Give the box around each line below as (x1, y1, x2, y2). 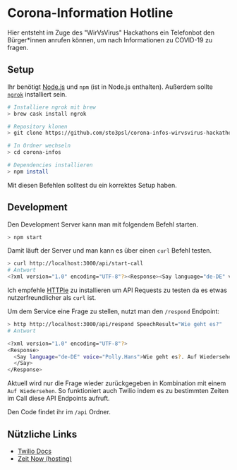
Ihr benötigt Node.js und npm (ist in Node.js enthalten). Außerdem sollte (7, 83, 213, 91)
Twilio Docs (17, 447, 51, 455)
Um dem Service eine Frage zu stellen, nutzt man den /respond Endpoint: (7, 307, 220, 315)
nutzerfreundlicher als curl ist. (7, 294, 97, 302)
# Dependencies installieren (7, 162, 93, 169)
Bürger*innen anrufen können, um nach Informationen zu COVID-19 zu (7, 35, 213, 44)
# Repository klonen (7, 123, 68, 130)
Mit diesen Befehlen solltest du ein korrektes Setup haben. (7, 181, 178, 189)
